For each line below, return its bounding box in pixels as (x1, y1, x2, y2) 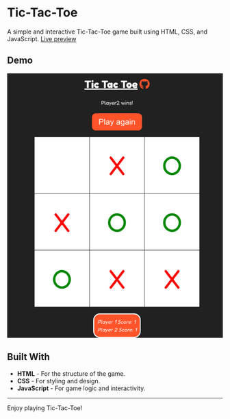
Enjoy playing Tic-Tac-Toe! (7, 403, 83, 412)
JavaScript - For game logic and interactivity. (16, 384, 146, 392)
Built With (7, 351, 50, 363)
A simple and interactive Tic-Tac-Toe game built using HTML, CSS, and (7, 27, 207, 36)
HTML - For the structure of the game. (16, 369, 126, 378)
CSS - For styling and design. (16, 376, 101, 385)
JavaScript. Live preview (7, 34, 77, 43)
